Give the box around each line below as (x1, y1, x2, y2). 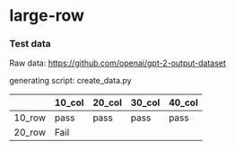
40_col (169, 96, 199, 109)
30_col (130, 96, 161, 109)
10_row (13, 111, 47, 124)
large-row (9, 5, 85, 26)
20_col (92, 96, 123, 109)
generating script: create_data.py (9, 75, 132, 86)
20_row (13, 127, 47, 139)
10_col (54, 96, 84, 109)
